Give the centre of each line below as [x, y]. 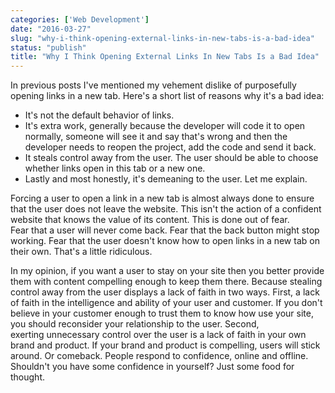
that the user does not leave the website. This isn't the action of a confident [166, 209]
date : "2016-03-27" [51, 29]
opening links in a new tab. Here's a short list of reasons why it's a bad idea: [167, 96]
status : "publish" [48, 47]
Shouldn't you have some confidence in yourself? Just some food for [152, 367]
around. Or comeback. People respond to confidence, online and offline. [159, 356]
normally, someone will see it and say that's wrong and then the [156, 137]
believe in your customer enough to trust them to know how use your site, [162, 313]
